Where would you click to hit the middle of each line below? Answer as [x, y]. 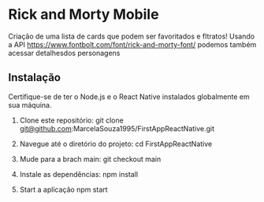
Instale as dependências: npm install [79, 174]
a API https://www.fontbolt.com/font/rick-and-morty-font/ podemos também [132, 44]
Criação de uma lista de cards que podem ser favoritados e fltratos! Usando [131, 36]
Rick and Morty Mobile [84, 15]
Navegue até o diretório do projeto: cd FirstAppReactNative [116, 144]
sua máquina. [30, 105]
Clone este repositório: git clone [71, 120]
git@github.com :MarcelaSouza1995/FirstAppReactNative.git [117, 128]
